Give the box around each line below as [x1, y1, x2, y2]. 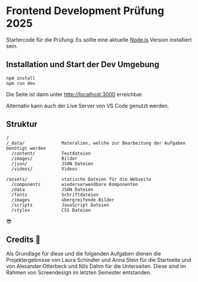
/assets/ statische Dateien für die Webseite [6, 176, 151, 182]
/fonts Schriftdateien [11, 192, 99, 198]
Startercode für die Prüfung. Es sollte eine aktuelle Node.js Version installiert [6, 36, 192, 43]
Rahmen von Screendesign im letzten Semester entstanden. [6, 269, 151, 276]
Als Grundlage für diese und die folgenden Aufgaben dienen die [6, 250, 161, 257]
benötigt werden [6, 145, 46, 151]
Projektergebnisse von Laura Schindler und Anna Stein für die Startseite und [6, 257, 192, 264]
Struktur [6, 119, 38, 129]
